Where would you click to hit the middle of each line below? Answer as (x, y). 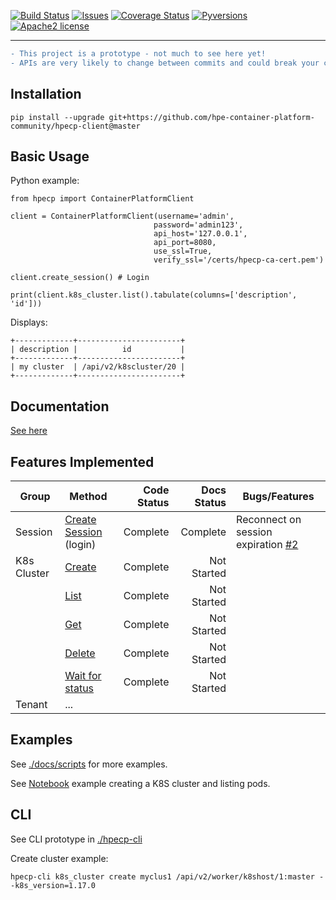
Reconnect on (269, 519)
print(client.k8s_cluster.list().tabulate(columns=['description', (154, 295)
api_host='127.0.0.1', (200, 234)
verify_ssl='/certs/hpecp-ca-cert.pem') (239, 260)
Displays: (29, 322)
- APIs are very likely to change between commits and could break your (165, 63)
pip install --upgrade (57, 117)
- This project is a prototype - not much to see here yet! (138, 54)
